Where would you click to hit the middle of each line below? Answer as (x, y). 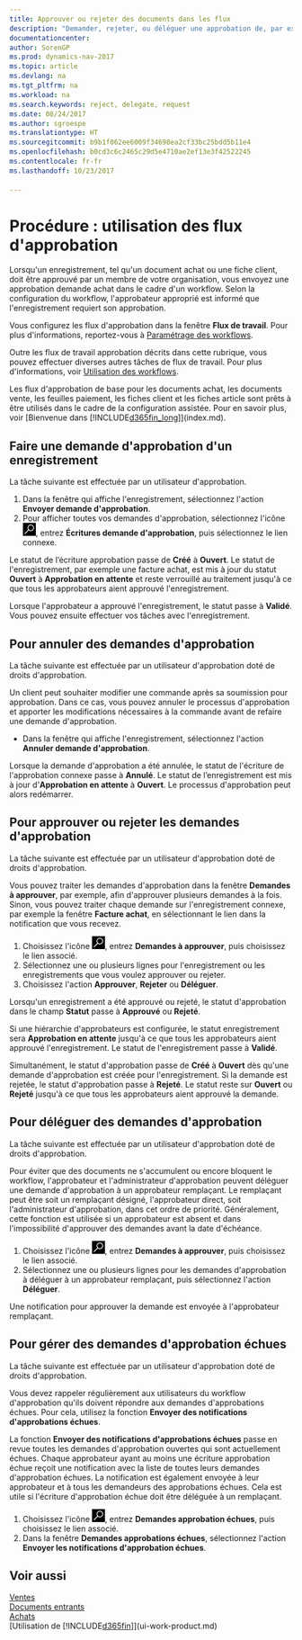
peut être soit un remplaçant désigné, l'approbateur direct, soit (125, 1199)
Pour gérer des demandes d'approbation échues (148, 1344)
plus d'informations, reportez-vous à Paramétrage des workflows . (131, 335)
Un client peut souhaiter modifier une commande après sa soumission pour (149, 693)
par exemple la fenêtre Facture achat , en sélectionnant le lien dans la (138, 914)
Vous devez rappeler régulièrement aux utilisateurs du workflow (128, 1393)
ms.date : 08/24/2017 (48, 114)
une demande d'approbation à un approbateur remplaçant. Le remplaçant (146, 1190)
